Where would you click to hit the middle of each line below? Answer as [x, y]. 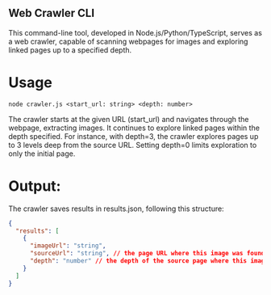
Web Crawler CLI [52, 13]
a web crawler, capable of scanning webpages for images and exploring [128, 41]
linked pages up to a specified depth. [70, 50]
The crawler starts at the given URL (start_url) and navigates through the [129, 119]
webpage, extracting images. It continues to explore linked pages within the [134, 128]
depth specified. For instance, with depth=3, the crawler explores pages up [133, 136]
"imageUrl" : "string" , [68, 246]
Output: [35, 186]
